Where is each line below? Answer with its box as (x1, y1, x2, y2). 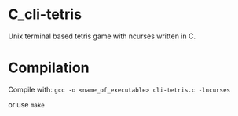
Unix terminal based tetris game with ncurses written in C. (8, 31, 196, 41)
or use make (8, 100, 46, 109)
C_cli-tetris (8, 5, 82, 24)
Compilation (8, 59, 90, 77)
